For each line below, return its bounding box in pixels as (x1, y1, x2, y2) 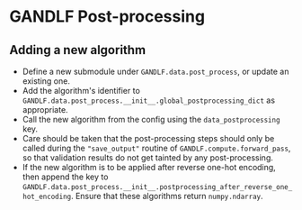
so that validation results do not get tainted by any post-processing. (22, 152, 274, 163)
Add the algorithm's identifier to (22, 86, 141, 96)
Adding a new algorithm (9, 42, 147, 58)
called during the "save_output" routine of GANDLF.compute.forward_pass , (22, 142, 291, 153)
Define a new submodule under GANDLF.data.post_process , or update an (22, 66, 289, 77)
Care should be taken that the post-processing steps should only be (22, 133, 275, 143)
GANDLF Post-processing (9, 6, 205, 27)
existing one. (22, 76, 70, 87)
